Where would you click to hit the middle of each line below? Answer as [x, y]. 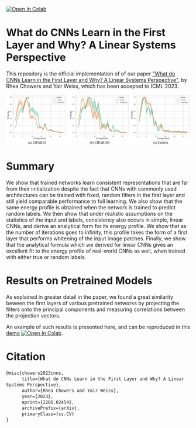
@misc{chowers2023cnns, [35, 373]
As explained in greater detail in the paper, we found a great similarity [90, 297]
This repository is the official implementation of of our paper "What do [91, 74]
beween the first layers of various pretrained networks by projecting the [93, 303]
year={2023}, [37, 396]
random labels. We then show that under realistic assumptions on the [90, 213]
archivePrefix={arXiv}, [51, 408]
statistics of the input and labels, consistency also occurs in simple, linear [95, 220]
